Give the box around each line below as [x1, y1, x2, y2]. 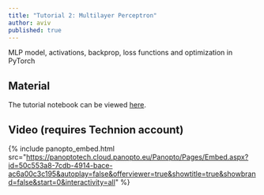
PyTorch [8, 56, 36, 66]
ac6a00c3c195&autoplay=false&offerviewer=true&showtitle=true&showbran [8, 169, 256, 178]
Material [8, 79, 50, 92]
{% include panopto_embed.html [8, 144, 115, 153]
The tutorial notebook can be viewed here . [8, 100, 146, 110]
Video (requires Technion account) [8, 123, 184, 137]
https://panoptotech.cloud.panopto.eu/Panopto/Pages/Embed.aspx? [26, 152, 249, 162]
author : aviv [8, 19, 51, 27]
